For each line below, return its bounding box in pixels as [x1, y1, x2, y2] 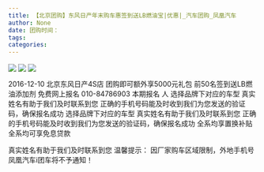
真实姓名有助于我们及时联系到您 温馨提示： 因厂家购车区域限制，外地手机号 [8, 145, 255, 155]
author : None [8, 19, 51, 27]
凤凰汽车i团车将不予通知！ [8, 155, 93, 165]
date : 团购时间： [8, 26, 59, 34]
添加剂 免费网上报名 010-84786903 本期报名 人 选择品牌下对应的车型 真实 [14, 89, 256, 99]
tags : [8, 33, 26, 42]
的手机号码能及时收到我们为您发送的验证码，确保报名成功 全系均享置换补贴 [8, 119, 253, 129]
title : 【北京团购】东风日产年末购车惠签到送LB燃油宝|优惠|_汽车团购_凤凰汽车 [8, 11, 237, 20]
